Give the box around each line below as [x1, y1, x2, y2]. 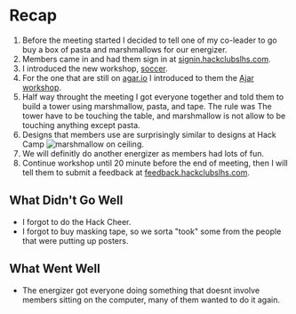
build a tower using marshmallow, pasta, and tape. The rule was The [21, 101, 273, 111]
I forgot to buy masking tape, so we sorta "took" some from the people [21, 226, 282, 237]
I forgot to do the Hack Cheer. [21, 216, 132, 227]
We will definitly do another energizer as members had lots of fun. [21, 148, 265, 158]
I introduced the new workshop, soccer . [21, 63, 168, 74]
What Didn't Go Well [9, 193, 124, 208]
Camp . [21, 139, 145, 149]
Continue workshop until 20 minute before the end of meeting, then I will [21, 157, 288, 168]
